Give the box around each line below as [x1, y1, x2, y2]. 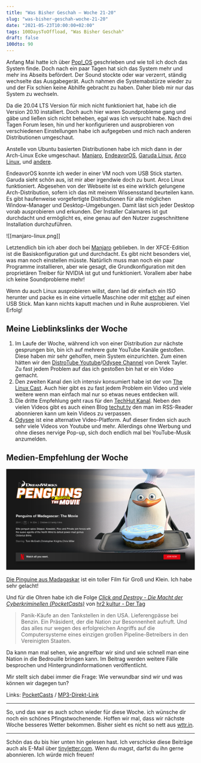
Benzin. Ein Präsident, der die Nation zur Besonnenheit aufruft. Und [20, 618, 187, 625]
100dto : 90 [6, 41, 33, 47]
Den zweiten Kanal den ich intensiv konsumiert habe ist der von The [14, 378, 183, 385]
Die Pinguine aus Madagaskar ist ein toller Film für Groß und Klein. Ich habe [6, 575, 193, 583]
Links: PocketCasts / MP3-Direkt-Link [6, 691, 99, 698]
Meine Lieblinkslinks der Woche [6, 324, 128, 334]
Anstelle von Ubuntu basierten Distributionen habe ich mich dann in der [6, 146, 182, 152]
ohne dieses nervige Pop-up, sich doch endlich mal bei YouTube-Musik [14, 429, 191, 436]
